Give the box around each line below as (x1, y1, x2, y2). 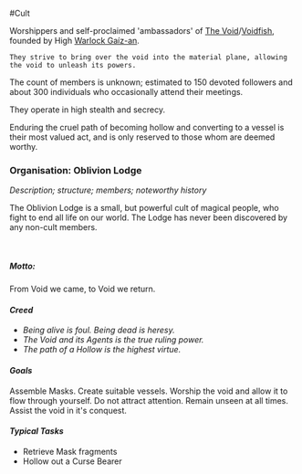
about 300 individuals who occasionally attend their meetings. (9, 87, 244, 97)
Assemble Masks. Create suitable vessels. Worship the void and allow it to (9, 385, 288, 396)
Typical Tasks (9, 426, 64, 437)
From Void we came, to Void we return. (9, 283, 156, 295)
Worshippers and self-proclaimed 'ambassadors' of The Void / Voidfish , (9, 26, 276, 36)
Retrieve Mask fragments (22, 446, 118, 457)
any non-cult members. (9, 222, 98, 233)
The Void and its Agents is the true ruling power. (22, 334, 204, 345)
